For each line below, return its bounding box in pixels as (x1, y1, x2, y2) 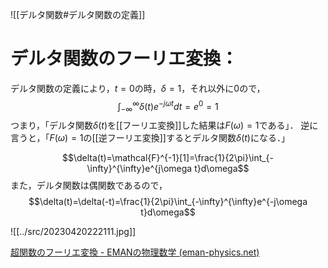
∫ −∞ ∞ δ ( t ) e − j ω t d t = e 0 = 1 (117, 98, 219, 115)
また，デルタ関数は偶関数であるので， (10, 179, 168, 192)
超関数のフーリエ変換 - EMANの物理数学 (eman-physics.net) (10, 246, 260, 258)
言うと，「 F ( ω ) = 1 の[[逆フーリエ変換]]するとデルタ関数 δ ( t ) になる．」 (10, 132, 290, 144)
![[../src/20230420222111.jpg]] (10, 226, 137, 238)
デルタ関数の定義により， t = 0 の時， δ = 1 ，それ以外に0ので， (10, 82, 266, 94)
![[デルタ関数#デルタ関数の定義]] (10, 9, 146, 20)
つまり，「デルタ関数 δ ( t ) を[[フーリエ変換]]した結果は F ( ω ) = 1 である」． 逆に (10, 119, 319, 132)
